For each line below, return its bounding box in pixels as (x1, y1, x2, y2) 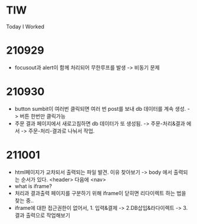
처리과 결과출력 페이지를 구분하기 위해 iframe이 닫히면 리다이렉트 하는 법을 (14, 189, 186, 196)
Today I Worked (6, 23, 45, 30)
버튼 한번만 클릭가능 (19, 113, 66, 120)
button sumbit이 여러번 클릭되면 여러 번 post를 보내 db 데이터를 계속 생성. (14, 105, 186, 112)
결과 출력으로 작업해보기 (14, 212, 71, 219)
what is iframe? (14, 182, 52, 189)
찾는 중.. (14, 197, 34, 204)
